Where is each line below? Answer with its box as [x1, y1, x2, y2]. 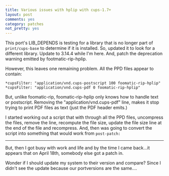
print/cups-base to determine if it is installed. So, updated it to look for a [5, 45, 155, 51]
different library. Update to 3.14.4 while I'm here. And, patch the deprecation [5, 51, 163, 57]
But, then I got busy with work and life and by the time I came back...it [5, 145, 150, 151]
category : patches [5, 21, 44, 27]
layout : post [5, 12, 33, 17]
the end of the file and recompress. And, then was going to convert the [5, 125, 152, 131]
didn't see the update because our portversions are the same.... [5, 165, 137, 171]
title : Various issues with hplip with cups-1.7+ [5, 7, 112, 13]
